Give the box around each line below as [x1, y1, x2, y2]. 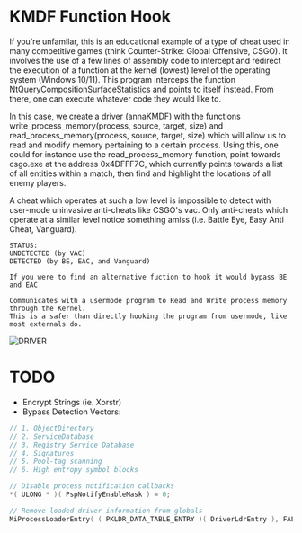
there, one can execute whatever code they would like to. [9, 93, 222, 104]
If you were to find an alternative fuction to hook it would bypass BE [9, 272, 288, 281]
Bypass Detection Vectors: [22, 406, 121, 417]
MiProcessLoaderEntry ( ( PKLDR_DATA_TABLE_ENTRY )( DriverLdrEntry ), [9, 514, 280, 523]
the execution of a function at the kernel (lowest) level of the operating [9, 65, 271, 76]
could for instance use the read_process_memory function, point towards [9, 148, 281, 159]
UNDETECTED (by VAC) [9, 249, 87, 258]
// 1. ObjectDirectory [9, 423, 94, 432]
